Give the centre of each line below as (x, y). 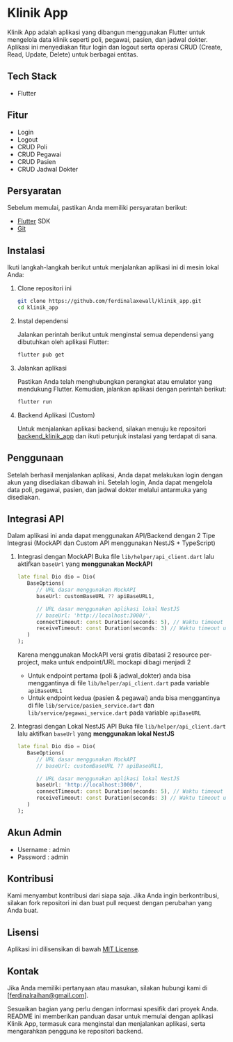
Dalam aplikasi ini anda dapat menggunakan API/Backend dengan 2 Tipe (111, 536)
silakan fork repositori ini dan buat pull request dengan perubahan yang (110, 903)
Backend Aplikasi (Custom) (56, 415)
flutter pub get (41, 355)
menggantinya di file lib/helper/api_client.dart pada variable (119, 683)
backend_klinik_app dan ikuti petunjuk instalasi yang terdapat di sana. (117, 436)
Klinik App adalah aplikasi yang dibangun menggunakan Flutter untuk (106, 32)
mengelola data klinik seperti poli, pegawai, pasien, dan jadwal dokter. (107, 39)
